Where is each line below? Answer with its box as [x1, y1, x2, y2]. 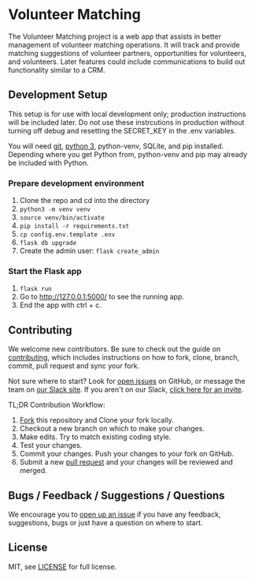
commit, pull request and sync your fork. [8, 361, 140, 370]
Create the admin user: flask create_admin [19, 246, 160, 256]
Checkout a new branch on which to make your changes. [19, 424, 205, 434]
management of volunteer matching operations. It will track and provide [8, 39, 240, 49]
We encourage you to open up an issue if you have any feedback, [8, 509, 221, 519]
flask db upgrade [19, 239, 77, 247]
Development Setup [8, 88, 108, 102]
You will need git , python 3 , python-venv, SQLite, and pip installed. [8, 141, 224, 151]
